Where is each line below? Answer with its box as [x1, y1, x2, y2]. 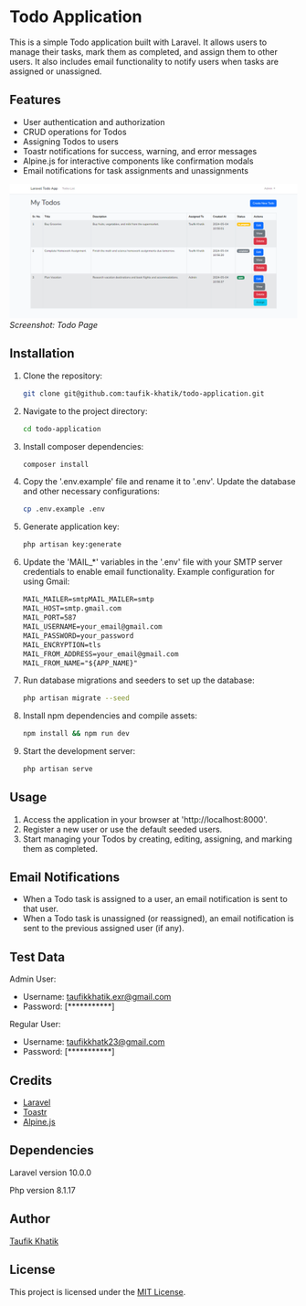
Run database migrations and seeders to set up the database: [22, 674, 256, 686]
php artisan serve [22, 764, 93, 773]
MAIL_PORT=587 [22, 613, 77, 622]
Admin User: [9, 973, 57, 984]
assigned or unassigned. [9, 66, 102, 77]
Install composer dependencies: [22, 441, 144, 451]
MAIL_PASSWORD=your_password [22, 632, 134, 641]
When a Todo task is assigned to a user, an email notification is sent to [22, 894, 288, 905]
